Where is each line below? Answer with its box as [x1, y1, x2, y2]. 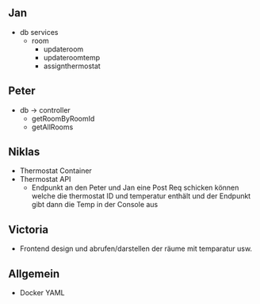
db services [19, 27, 59, 37]
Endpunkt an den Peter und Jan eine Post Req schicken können [31, 183, 239, 193]
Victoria [8, 222, 49, 237]
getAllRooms [31, 122, 74, 132]
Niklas [8, 145, 40, 159]
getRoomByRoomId [31, 114, 95, 123]
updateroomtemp [43, 52, 101, 62]
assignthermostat [43, 61, 101, 71]
